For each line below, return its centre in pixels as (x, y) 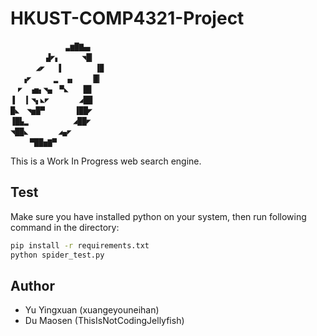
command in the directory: (65, 227)
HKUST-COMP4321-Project (127, 18)
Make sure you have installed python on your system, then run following (158, 216)
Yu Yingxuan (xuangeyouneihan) (92, 310)
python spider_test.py (57, 255)
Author (32, 285)
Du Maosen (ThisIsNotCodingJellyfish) (104, 321)
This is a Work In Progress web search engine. (106, 161)
